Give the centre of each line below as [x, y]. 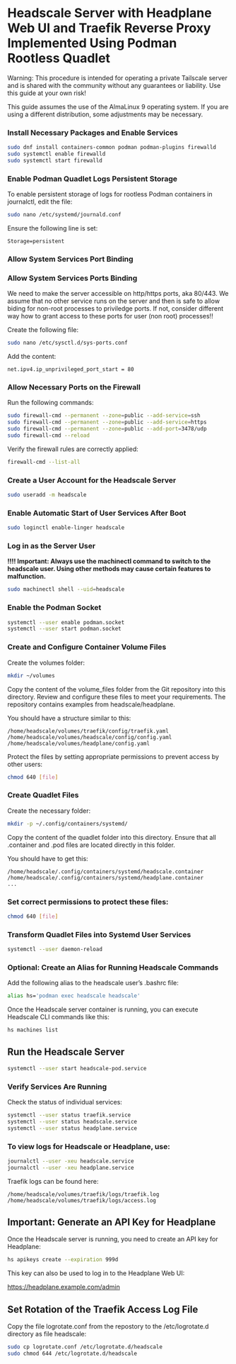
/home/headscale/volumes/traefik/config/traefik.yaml [88, 731]
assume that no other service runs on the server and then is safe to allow [114, 301]
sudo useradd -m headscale [47, 495]
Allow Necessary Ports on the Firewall [74, 387]
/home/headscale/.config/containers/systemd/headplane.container [105, 877]
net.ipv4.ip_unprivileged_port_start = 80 [71, 370]
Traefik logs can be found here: [53, 1181]
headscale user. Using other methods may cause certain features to [109, 569]
